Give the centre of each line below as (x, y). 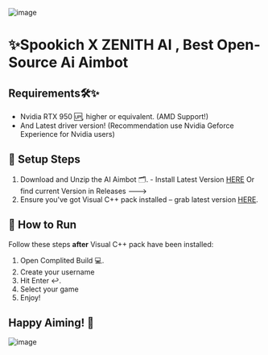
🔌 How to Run (43, 225)
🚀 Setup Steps (44, 160)
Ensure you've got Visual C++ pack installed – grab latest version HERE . (139, 199)
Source (33, 62)
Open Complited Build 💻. (62, 260)
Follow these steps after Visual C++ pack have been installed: (111, 244)
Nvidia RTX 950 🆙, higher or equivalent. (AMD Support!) (114, 116)
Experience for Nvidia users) (67, 134)
